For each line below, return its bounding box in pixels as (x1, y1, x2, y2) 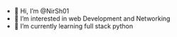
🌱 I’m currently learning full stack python (14, 22, 134, 30)
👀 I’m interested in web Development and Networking (14, 14, 171, 23)
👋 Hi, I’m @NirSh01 (14, 7, 70, 15)
